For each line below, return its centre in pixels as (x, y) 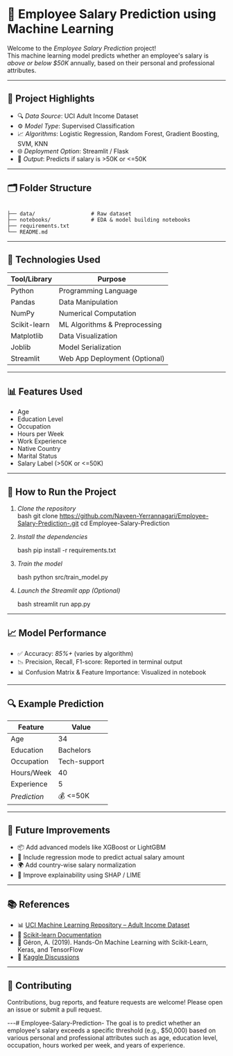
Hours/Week (31, 773)
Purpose (112, 279)
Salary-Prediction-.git (48, 523)
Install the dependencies (52, 537)
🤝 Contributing (40, 985)
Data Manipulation (88, 302)
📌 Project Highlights (51, 99)
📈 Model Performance (57, 633)
